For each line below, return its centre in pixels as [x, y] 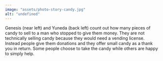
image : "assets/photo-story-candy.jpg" [45, 9]
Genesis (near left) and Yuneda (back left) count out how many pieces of [78, 28]
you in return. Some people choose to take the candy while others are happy [82, 48]
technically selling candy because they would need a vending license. [75, 38]
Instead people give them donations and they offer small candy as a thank [79, 43]
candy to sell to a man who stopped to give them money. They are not [75, 33]
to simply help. [20, 53]
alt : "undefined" [23, 14]
